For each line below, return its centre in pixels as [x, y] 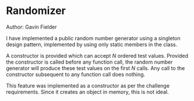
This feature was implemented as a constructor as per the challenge [88, 85]
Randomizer [36, 11]
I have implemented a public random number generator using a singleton [93, 38]
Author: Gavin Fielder [31, 27]
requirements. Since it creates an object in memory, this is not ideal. [87, 92]
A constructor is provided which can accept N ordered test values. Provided [97, 55]
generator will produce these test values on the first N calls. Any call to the [96, 68]
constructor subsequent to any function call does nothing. [76, 74]
